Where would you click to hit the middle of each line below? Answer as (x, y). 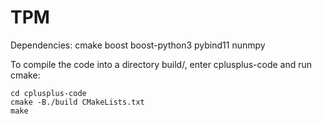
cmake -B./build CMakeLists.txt (77, 102)
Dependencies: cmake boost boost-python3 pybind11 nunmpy (138, 45)
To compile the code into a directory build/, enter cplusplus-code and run (161, 64)
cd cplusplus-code (48, 93)
